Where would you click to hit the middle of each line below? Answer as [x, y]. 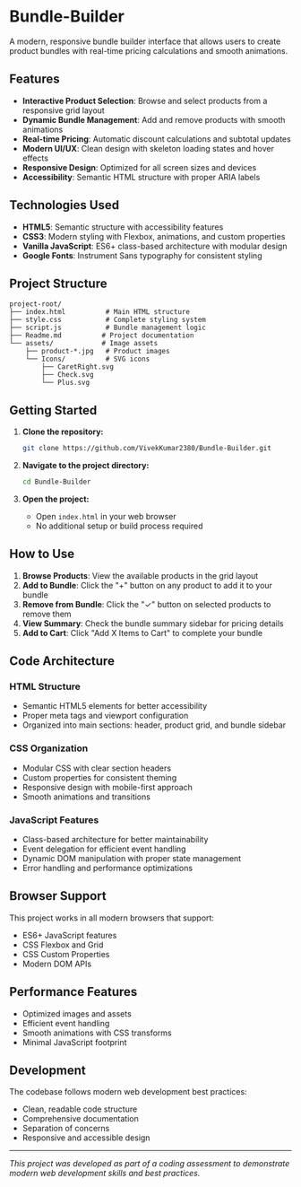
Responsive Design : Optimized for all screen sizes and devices [139, 167]
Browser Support [58, 896]
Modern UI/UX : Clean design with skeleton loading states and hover [148, 148]
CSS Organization [49, 748]
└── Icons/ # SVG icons [88, 359]
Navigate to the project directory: [86, 466]
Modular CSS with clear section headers [97, 768]
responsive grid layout [63, 110]
